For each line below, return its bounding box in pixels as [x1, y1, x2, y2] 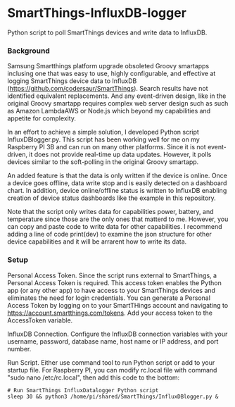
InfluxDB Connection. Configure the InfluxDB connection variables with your [7, 330, 228, 338]
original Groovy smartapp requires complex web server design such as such [7, 99, 229, 108]
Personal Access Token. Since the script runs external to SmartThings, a [7, 271, 217, 280]
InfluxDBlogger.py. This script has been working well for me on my [7, 135, 201, 144]
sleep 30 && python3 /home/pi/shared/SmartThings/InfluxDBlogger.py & [7, 393, 219, 400]
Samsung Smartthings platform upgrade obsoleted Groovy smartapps [7, 62, 210, 70]
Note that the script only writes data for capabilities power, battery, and [7, 208, 214, 216]
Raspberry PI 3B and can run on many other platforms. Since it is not [7, 143, 206, 151]
